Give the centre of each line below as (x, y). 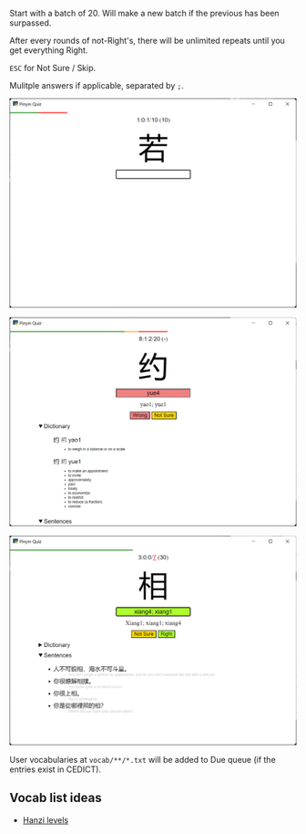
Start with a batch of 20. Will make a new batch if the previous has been (144, 13)
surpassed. (31, 23)
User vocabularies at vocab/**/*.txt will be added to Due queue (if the (143, 760)
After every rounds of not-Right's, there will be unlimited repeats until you (147, 41)
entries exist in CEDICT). (56, 769)
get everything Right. (49, 50)
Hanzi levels (46, 819)
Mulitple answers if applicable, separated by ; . (97, 85)
